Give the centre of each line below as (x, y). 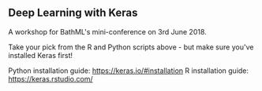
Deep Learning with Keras (73, 13)
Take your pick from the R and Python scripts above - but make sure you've (131, 47)
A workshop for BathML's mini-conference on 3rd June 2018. (107, 31)
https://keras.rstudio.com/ (51, 78)
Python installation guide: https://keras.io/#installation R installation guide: (129, 71)
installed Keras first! (41, 55)
